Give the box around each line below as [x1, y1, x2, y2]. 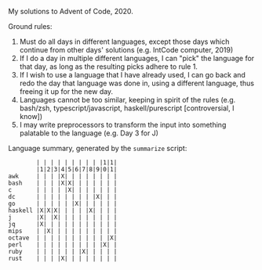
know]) [19, 112, 43, 121]
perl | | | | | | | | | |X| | [8, 241, 118, 249]
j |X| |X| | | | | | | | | [8, 214, 118, 221]
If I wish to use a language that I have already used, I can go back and [19, 70, 246, 79]
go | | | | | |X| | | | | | [8, 200, 118, 207]
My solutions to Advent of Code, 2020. [8, 7, 133, 16]
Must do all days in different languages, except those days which [19, 37, 230, 46]
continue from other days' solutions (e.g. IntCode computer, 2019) [19, 45, 234, 54]
